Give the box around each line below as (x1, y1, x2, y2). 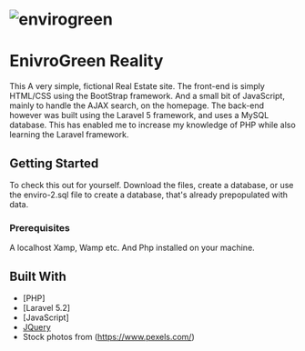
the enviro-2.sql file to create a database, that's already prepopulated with (9, 189, 289, 200)
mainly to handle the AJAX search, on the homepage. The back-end (9, 100, 265, 111)
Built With (9, 268, 66, 284)
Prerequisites (9, 221, 70, 234)
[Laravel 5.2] (22, 303, 71, 314)
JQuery (22, 322, 52, 333)
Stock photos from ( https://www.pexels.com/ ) (22, 332, 196, 343)
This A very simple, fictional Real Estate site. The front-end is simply (9, 81, 266, 92)
